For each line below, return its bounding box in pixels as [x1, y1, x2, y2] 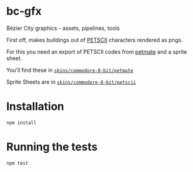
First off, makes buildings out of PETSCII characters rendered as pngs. [6, 36, 183, 43]
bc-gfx [6, 4, 42, 18]
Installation [6, 99, 65, 113]
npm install [6, 120, 37, 126]
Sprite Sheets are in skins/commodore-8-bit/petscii [6, 78, 136, 85]
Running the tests [6, 140, 98, 154]
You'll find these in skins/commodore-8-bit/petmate [6, 66, 134, 74]
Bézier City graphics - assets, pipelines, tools [6, 24, 120, 32]
